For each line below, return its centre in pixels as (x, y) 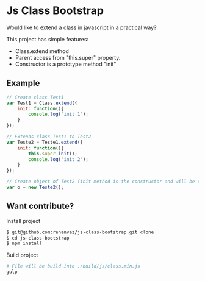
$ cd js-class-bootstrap (38, 238)
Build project (22, 255)
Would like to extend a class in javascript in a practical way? (81, 27)
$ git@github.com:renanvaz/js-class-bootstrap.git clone (80, 232)
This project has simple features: (48, 39)
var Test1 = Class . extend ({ (42, 103)
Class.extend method (42, 51)
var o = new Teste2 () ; (35, 187)
